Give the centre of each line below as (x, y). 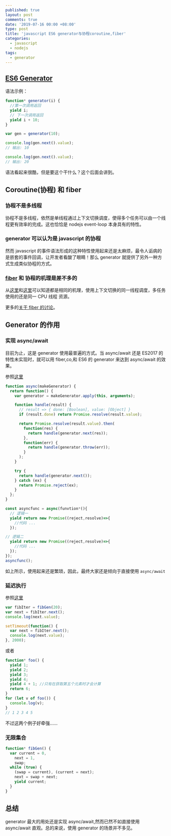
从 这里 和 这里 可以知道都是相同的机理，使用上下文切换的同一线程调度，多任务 (85, 290)
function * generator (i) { (33, 101)
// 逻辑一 (19, 513)
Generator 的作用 (33, 325)
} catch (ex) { (31, 480)
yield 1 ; (19, 665)
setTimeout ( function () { (32, 626)
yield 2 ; (19, 670)
